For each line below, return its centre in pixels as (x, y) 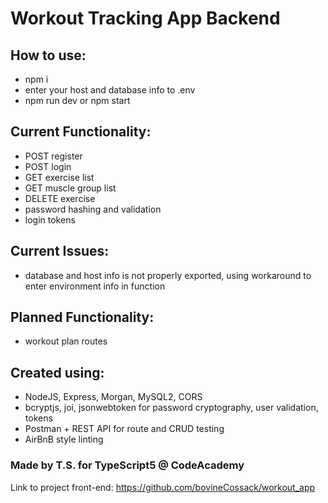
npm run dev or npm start (77, 100)
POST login (48, 166)
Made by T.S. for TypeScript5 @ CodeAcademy (127, 465)
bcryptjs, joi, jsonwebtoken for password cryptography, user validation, (171, 408)
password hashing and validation (93, 209)
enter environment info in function (95, 286)
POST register (53, 156)
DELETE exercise (60, 198)
